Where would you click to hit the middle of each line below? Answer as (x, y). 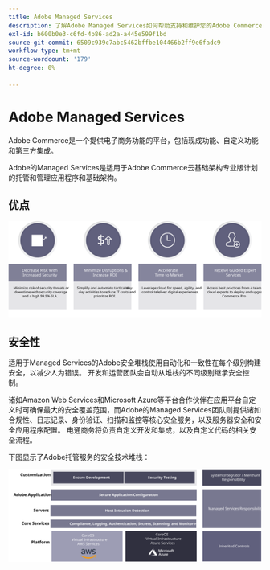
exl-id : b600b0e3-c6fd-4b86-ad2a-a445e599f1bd (88, 34)
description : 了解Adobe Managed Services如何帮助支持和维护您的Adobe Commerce (135, 25)
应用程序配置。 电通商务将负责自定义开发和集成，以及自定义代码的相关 (132, 430)
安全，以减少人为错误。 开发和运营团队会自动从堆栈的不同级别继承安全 (125, 373)
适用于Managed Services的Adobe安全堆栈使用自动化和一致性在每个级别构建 (135, 363)
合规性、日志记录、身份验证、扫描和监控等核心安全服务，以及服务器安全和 (131, 420)
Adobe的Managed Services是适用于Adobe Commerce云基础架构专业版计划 (133, 167)
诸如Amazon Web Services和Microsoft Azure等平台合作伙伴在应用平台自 (129, 400)
